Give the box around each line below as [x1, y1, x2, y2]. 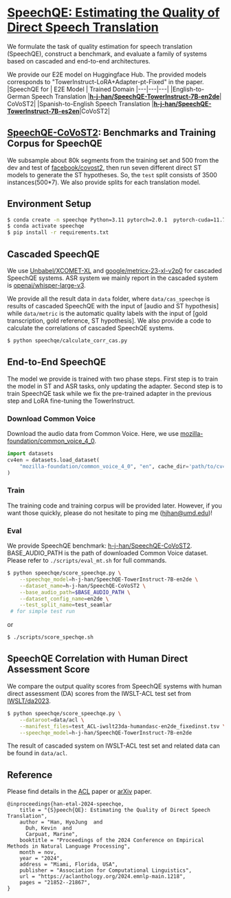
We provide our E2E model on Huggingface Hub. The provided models [7, 70, 207, 79]
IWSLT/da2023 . [7, 697, 52, 705]
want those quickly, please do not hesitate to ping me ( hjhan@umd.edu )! [7, 508, 213, 517]
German [7, 92, 30, 101]
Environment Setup [7, 198, 91, 210]
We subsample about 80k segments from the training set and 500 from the [7, 156, 219, 164]
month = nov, [19, 849, 57, 856]
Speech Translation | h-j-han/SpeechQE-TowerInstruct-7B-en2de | [31, 92, 222, 101]
